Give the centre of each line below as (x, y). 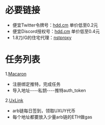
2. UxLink (14, 100)
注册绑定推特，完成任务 (36, 84)
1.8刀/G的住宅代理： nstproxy (42, 37)
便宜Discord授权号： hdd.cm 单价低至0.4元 (56, 31)
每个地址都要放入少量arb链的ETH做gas (52, 117)
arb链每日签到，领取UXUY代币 (44, 110)
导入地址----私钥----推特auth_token (49, 90)
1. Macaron (16, 73)
